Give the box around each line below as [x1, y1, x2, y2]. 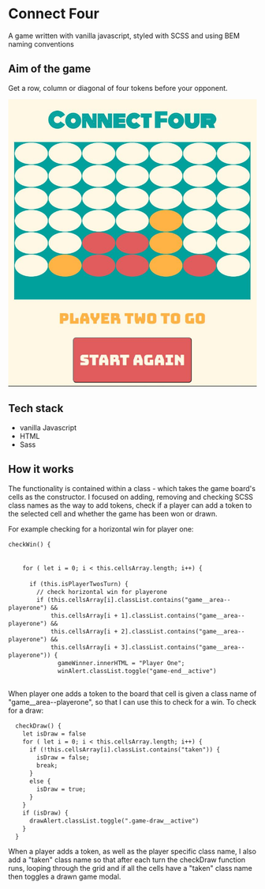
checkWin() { [8, 540, 51, 548]
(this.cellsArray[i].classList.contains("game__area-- [47, 596, 231, 603]
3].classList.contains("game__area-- [121, 643, 245, 651]
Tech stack [8, 402, 64, 415]
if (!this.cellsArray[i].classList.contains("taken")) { [28, 745, 221, 754]
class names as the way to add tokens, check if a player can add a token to [8, 500, 252, 510]
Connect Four [8, 5, 100, 23]
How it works [8, 463, 74, 476]
